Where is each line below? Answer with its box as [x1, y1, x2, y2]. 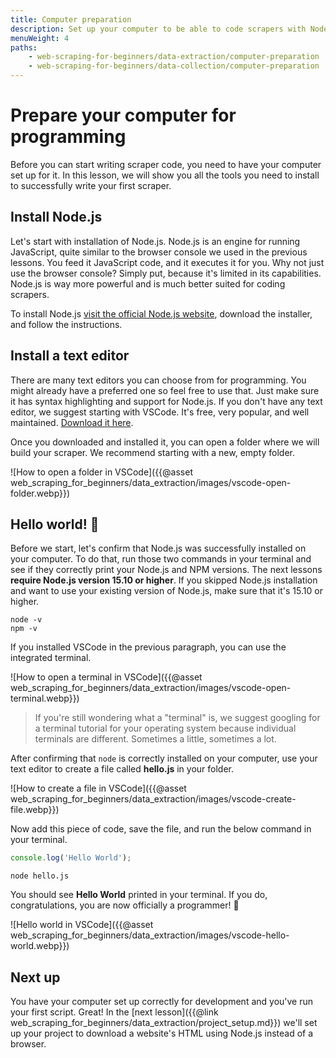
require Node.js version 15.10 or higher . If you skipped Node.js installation [10, 574, 318, 586]
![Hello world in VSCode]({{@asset [10, 919, 154, 931]
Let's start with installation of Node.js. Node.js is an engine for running [10, 235, 301, 247]
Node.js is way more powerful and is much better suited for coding [10, 277, 286, 290]
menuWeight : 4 [10, 33, 70, 43]
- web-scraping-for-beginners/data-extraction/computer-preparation [28, 52, 320, 62]
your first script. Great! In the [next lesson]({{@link [10, 1006, 219, 1018]
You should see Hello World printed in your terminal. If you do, [10, 889, 268, 901]
